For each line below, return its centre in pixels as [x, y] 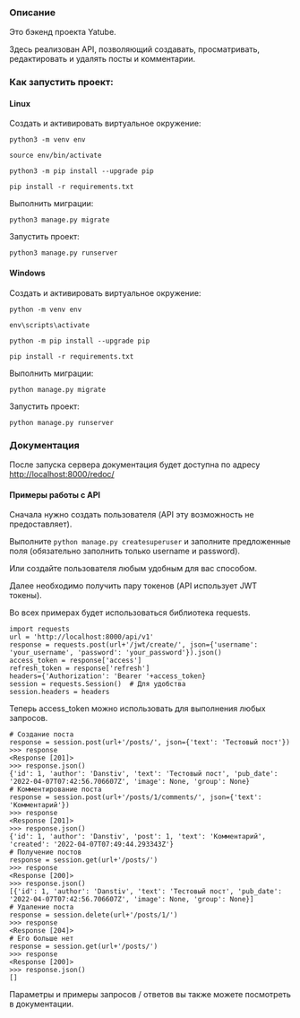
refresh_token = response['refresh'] [80, 669]
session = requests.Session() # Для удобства [98, 684]
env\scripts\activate [50, 325]
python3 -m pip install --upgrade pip [81, 171]
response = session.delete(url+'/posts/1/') [94, 915]
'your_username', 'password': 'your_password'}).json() [116, 653]
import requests [39, 630]
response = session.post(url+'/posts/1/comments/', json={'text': [136, 797]
